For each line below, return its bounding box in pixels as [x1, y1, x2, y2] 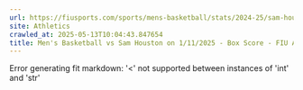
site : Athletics [9, 22, 70, 31]
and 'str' [9, 73, 41, 84]
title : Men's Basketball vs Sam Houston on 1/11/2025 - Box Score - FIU [9, 38, 289, 48]
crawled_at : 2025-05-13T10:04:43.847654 [9, 30, 164, 39]
